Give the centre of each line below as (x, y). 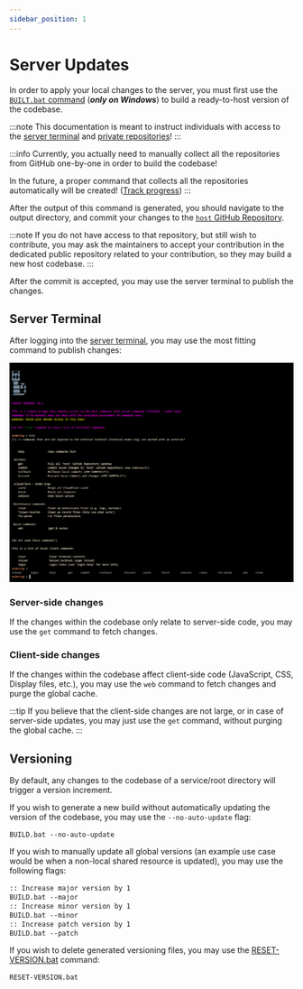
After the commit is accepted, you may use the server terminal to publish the (151, 281)
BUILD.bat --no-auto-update (62, 835)
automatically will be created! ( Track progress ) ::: (101, 190)
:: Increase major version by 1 (70, 889)
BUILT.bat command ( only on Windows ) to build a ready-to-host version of (149, 99)
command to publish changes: (65, 350)
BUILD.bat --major (44, 898)
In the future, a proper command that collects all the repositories (129, 180)
